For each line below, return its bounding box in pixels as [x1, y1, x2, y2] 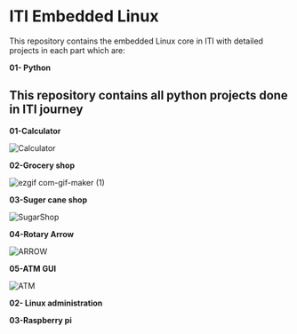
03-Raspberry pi [9, 314, 73, 325]
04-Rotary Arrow [9, 228, 74, 239]
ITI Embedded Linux [9, 6, 159, 27]
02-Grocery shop [9, 160, 76, 171]
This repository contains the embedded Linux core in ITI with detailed [9, 36, 264, 46]
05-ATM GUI [9, 263, 56, 274]
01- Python [9, 62, 52, 73]
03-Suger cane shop [9, 194, 87, 205]
